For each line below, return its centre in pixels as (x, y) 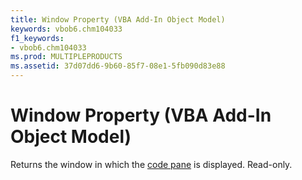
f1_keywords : (37, 38)
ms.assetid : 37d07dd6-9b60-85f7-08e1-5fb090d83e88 (118, 66)
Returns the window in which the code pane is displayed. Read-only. (151, 164)
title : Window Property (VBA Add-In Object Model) (118, 19)
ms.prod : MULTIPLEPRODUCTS (66, 57)
